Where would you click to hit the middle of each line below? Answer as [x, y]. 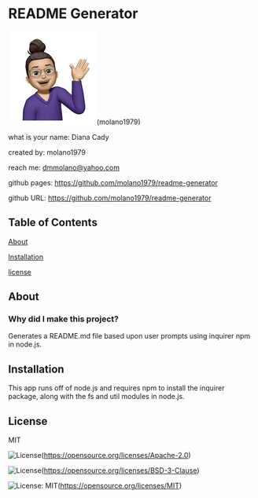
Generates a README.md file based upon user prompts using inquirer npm [129, 336]
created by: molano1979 [47, 152]
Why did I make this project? [64, 319]
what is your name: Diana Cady [59, 137]
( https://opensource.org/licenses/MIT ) [120, 486]
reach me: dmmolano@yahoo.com [64, 167]
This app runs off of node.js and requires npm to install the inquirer [116, 388]
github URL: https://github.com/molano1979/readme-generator [110, 198]
